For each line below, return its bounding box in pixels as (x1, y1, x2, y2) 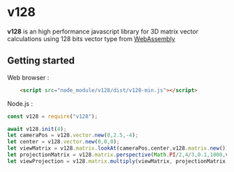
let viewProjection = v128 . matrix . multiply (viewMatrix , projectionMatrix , (7, 157, 229, 164)
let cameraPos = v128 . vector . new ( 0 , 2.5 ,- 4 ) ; (7, 132, 139, 139)
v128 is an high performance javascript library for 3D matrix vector (7, 27, 198, 36)
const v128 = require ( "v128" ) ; (7, 113, 98, 120)
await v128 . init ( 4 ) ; (7, 125, 68, 132)
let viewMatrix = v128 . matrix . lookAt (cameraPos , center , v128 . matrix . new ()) (7, 145, 229, 152)
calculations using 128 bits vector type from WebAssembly (7, 34, 175, 42)
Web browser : (7, 73, 49, 81)
